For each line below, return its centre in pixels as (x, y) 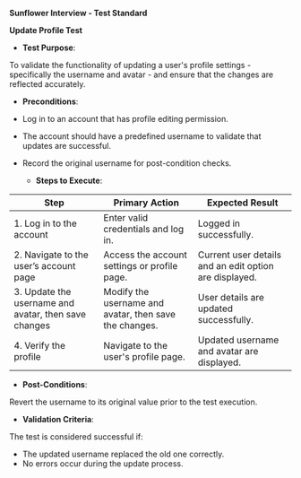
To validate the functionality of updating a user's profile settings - (130, 65)
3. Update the (43, 292)
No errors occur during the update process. (103, 464)
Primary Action (146, 203)
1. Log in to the (46, 223)
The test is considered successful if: (76, 437)
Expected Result (242, 203)
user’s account (45, 266)
